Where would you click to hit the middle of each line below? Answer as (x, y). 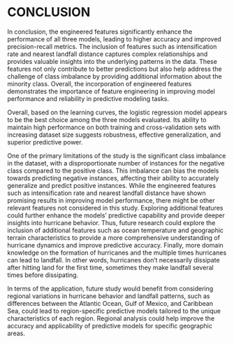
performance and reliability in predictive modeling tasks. (88, 98)
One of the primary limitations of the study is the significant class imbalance (117, 156)
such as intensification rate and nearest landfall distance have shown (107, 193)
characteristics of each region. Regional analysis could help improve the (111, 318)
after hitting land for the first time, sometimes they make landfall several (111, 267)
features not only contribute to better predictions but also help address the (115, 69)
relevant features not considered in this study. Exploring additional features (115, 208)
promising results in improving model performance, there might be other (111, 200)
